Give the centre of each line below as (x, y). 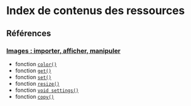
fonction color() (36, 64)
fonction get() (33, 70)
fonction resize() (37, 83)
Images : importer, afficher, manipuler (63, 51)
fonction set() (33, 77)
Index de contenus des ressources (95, 11)
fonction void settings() (47, 90)
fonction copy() (34, 96)
